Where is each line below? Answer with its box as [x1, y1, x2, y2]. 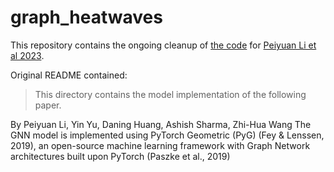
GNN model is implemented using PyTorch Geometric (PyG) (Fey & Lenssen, [10, 129, 325, 141]
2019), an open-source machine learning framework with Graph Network [10, 139, 311, 151]
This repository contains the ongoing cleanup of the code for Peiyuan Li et [10, 39, 317, 51]
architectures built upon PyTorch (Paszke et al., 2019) [10, 150, 231, 162]
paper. [34, 99, 62, 111]
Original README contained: [10, 69, 128, 81]
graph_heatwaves [10, 6, 163, 29]
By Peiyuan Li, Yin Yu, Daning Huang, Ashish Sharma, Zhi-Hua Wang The [10, 118, 312, 130]
